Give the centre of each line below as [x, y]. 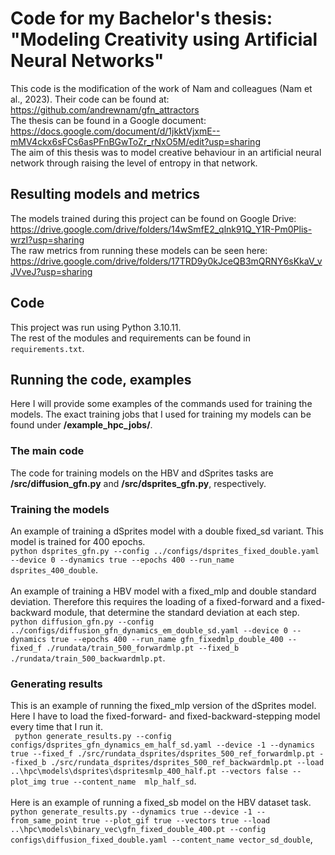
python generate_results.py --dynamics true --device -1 [131, 812]
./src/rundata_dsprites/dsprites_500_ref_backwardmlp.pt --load [187, 763]
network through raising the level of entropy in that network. [134, 163]
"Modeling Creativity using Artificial [164, 39]
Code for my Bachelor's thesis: [141, 18]
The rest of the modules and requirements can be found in [130, 338]
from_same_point [44, 821]
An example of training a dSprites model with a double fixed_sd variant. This [167, 531]
